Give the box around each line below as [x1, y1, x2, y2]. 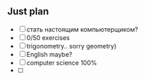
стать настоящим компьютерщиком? [26, 25, 139, 34]
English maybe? [26, 50, 72, 58]
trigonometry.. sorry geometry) [26, 41, 117, 50]
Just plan [7, 6, 49, 18]
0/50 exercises [26, 33, 70, 41]
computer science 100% [26, 58, 97, 67]
